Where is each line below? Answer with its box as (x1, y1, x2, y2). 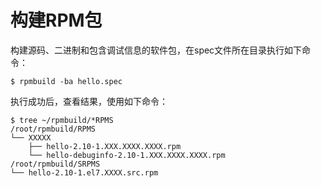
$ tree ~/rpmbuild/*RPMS (10, 115, 114, 125)
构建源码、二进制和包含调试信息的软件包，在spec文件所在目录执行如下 (10, 44, 303, 56)
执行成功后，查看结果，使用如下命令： (10, 95, 168, 107)
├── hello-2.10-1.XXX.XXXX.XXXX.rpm (28, 141, 182, 151)
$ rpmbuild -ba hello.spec (10, 76, 123, 86)
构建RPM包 (10, 9, 103, 32)
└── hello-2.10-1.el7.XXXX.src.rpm (10, 167, 159, 178)
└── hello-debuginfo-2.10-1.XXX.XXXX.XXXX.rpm (28, 150, 226, 160)
